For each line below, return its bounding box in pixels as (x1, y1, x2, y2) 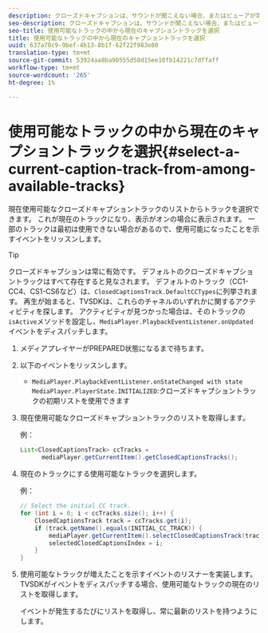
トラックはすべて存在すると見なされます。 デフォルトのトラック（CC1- (14, 277, 249, 286)
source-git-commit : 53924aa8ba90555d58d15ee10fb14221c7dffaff (8, 57, 219, 65)
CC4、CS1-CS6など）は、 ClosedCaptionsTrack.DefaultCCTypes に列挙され (8, 287, 251, 297)
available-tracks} (8, 177, 126, 195)
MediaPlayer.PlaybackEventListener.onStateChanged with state (31, 378, 243, 386)
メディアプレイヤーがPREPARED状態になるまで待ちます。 (19, 344, 209, 353)
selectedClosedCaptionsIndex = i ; (49, 539, 164, 547)
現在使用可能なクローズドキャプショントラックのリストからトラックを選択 (8, 205, 253, 214)
